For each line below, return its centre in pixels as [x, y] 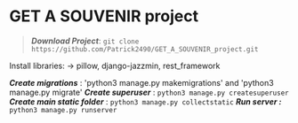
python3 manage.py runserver [63, 110]
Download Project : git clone [85, 41]
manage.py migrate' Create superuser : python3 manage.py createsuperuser [149, 92]
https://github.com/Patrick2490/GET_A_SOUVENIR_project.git [145, 49]
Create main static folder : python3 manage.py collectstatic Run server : [145, 101]
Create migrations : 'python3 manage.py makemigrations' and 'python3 [141, 82]
